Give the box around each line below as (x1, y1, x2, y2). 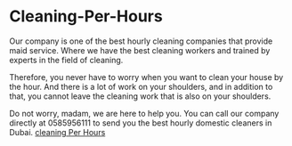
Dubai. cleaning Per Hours (9, 126, 106, 137)
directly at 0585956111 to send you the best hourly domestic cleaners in (9, 118, 272, 128)
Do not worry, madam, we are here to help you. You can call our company (9, 108, 280, 118)
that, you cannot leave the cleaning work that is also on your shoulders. (9, 91, 272, 101)
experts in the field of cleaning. (9, 54, 124, 65)
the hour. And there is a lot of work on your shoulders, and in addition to (9, 81, 273, 92)
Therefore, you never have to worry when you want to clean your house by (9, 71, 284, 82)
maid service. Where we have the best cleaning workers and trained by (9, 45, 271, 55)
